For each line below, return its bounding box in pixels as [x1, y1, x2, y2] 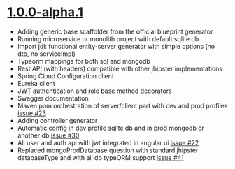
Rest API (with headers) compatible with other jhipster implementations [17, 64, 222, 73]
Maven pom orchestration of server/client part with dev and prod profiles [17, 101, 228, 110]
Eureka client [17, 79, 55, 87]
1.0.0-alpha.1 [7, 4, 84, 20]
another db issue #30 [17, 131, 80, 140]
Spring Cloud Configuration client [17, 71, 114, 80]
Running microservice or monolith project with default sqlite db [17, 34, 199, 43]
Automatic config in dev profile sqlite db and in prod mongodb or [17, 124, 205, 132]
